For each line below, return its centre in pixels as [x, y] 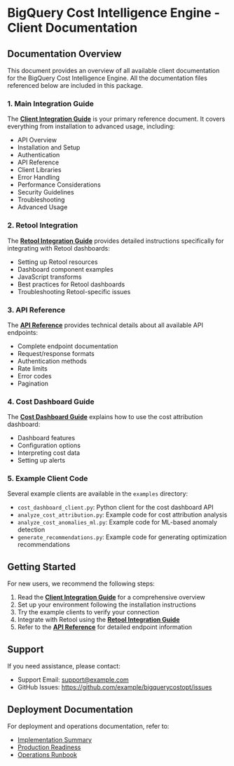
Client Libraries [39, 170]
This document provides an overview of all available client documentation [113, 71]
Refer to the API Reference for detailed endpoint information [105, 627]
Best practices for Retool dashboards [71, 284]
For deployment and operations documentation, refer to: [88, 726]
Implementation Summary [55, 739]
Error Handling [39, 178]
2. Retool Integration [43, 225]
